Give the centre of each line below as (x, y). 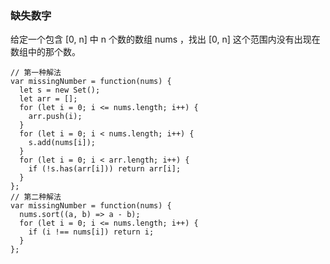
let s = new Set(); (60, 90)
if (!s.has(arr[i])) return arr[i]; (105, 169)
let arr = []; (48, 99)
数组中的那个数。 (45, 52)
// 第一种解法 (36, 73)
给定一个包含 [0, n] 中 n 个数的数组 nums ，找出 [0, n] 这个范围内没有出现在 (165, 39)
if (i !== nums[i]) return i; (91, 232)
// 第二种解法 (36, 197)
